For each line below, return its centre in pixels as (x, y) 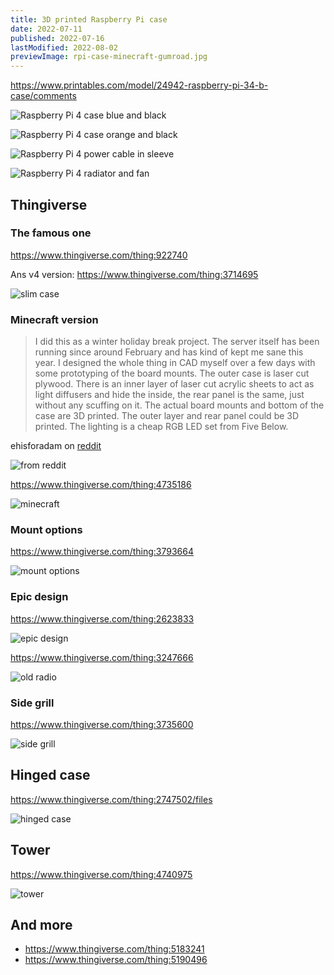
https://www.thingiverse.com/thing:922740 (99, 255)
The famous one (51, 233)
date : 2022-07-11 (46, 29)
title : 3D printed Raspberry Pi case (89, 19)
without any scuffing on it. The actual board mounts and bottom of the (179, 405)
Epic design (39, 597)
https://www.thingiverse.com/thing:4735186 (101, 485)
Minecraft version (54, 319)
